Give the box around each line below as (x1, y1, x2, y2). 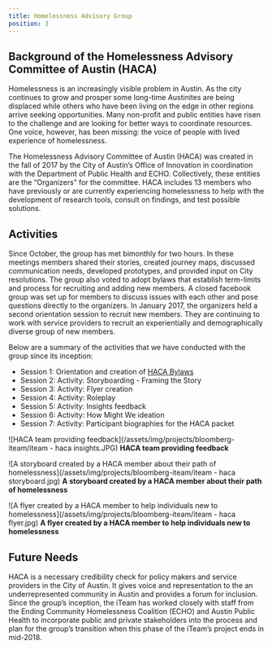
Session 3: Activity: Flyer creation (19, 384, 133, 394)
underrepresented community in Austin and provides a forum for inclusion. (8, 589, 258, 599)
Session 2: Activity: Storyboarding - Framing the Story (19, 375, 201, 385)
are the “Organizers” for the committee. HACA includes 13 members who (8, 178, 252, 187)
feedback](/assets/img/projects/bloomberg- (86, 435, 235, 445)
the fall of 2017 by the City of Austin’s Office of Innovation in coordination (8, 160, 253, 170)
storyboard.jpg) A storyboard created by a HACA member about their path (8, 476, 262, 486)
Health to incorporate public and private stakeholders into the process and (8, 615, 258, 625)
